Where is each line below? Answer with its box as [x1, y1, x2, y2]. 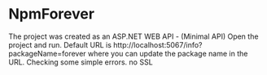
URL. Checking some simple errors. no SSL [8, 57, 153, 67]
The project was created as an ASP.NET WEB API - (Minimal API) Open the [8, 31, 259, 41]
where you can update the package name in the [88, 48, 248, 58]
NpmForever [8, 5, 95, 23]
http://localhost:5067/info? [112, 40, 203, 49]
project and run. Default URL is [8, 40, 112, 49]
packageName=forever [8, 48, 87, 58]
